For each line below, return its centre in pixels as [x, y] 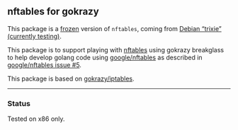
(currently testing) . [35, 36]
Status [19, 103]
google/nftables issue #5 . [44, 65]
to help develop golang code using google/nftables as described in [105, 57]
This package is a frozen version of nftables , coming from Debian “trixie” [114, 28]
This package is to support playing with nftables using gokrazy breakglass [116, 49]
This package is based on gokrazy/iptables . [71, 78]
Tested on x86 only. [36, 119]
